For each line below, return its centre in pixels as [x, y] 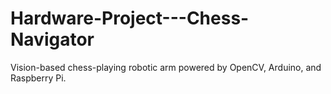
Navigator [52, 39]
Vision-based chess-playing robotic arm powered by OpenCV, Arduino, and [166, 67]
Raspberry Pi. [38, 78]
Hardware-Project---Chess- [130, 18]
